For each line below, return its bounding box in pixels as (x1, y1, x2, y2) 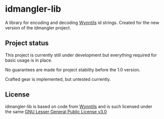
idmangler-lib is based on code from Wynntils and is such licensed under (5, 103, 153, 109)
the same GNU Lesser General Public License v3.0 (5, 109, 107, 115)
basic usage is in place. (5, 57, 52, 63)
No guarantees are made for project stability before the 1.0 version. (5, 67, 141, 72)
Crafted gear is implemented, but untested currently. (5, 76, 111, 82)
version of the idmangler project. (5, 24, 71, 30)
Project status (5, 39, 49, 48)
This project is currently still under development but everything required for (5, 52, 157, 58)
